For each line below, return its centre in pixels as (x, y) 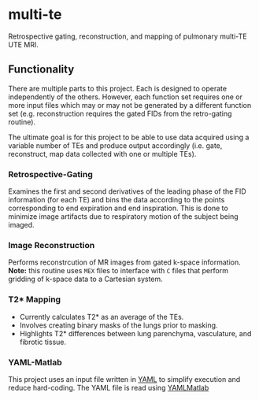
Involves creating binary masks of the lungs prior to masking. (118, 325)
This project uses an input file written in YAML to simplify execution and (124, 379)
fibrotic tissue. (43, 342)
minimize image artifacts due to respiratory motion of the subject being (123, 217)
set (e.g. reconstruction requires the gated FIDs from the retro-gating (120, 113)
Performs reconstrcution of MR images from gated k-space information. (125, 262)
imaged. (21, 225)
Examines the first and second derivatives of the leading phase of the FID (127, 191)
